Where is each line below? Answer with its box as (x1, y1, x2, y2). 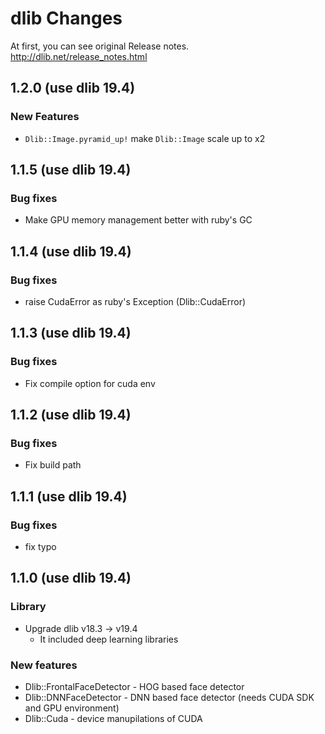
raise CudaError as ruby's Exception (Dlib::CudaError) (24, 296, 247, 307)
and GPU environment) (24, 702, 120, 714)
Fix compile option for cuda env (24, 377, 156, 389)
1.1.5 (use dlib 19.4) (10, 162, 132, 179)
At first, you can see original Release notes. (10, 40, 190, 52)
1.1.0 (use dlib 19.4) (10, 570, 132, 587)
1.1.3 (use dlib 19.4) (10, 325, 132, 342)
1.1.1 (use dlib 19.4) (10, 488, 128, 505)
